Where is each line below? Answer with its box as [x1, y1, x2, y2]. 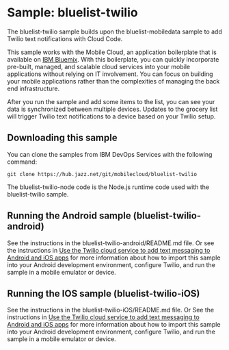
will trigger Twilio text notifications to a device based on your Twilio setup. [7, 112, 216, 121]
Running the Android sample [7, 210, 131, 222]
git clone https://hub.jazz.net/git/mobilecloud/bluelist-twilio [7, 171, 197, 177]
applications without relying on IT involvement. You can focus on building [7, 70, 213, 78]
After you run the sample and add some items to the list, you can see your [7, 97, 215, 105]
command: [7, 158, 38, 166]
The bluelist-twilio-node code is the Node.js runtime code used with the [7, 183, 210, 191]
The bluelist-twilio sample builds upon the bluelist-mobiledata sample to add [7, 27, 222, 36]
